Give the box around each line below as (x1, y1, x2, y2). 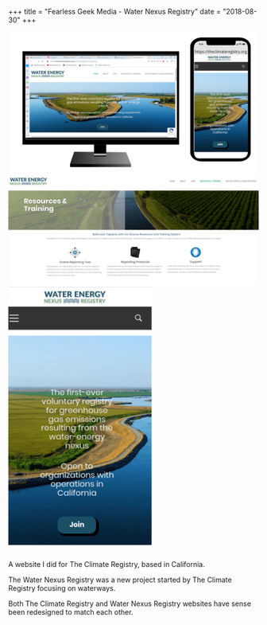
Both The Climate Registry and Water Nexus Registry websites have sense (8, 599, 252, 608)
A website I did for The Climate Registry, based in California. (8, 560, 205, 569)
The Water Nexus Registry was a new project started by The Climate (8, 575, 232, 584)
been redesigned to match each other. (8, 607, 133, 617)
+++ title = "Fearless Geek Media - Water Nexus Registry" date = (8, 7, 221, 16)
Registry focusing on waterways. (8, 584, 116, 593)
